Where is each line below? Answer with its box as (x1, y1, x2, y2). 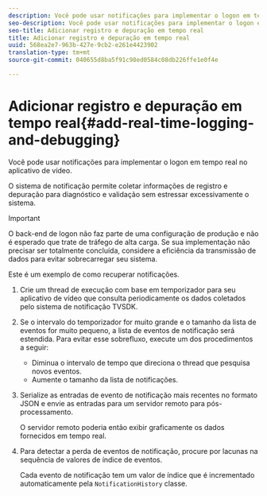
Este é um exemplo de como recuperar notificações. (8, 269, 180, 279)
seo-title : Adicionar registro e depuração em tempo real (8, 26, 204, 34)
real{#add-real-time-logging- (54, 114, 254, 132)
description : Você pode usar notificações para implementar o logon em (8, 11, 250, 20)
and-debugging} (8, 131, 121, 149)
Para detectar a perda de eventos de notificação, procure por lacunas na (19, 446, 258, 455)
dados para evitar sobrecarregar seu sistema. (8, 254, 157, 263)
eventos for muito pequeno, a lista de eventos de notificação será (19, 325, 235, 335)
